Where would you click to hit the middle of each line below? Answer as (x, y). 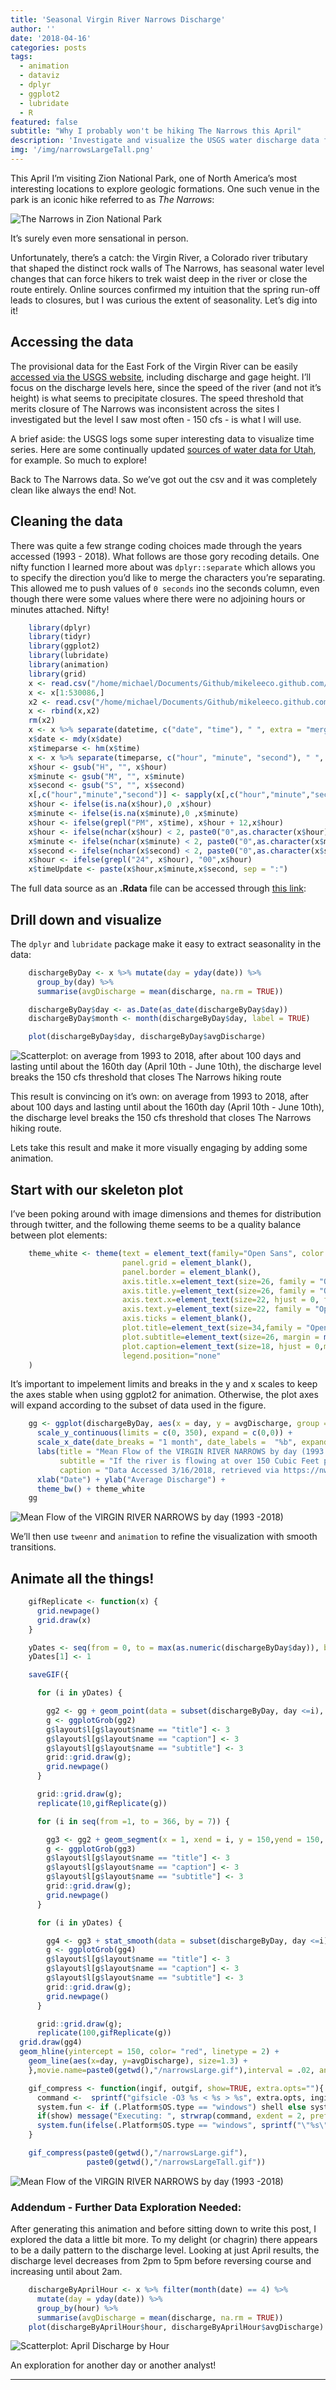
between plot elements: (59, 1235)
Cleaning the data (66, 521)
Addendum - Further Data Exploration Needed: (126, 2207)
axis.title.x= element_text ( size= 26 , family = (218, 1281)
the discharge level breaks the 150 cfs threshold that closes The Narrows (161, 1118)
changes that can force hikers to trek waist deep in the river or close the (159, 278)
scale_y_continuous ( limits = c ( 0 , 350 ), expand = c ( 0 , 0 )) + (164, 1433)
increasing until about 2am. (66, 2272)
